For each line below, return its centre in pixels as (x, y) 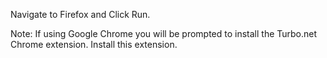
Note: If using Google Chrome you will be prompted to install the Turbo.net (164, 33)
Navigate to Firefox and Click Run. (80, 14)
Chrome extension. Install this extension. (94, 44)
